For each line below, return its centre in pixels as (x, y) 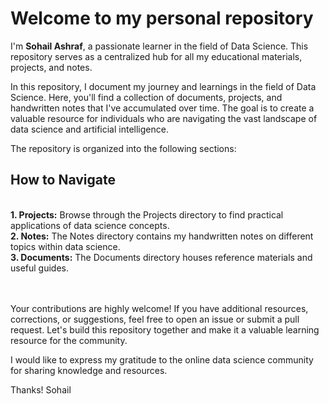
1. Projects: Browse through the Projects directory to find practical (147, 214)
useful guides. (40, 268)
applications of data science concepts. (90, 225)
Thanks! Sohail (41, 389)
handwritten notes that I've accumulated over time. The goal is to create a (162, 108)
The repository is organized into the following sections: (123, 148)
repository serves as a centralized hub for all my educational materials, (156, 56)
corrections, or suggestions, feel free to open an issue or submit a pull (155, 319)
